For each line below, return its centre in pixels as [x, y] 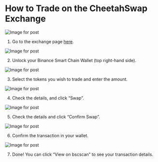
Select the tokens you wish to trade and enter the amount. [70, 79]
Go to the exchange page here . [43, 41]
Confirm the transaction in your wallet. [50, 135]
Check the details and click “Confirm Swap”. [56, 116]
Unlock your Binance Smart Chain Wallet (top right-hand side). [74, 60]
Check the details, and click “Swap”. [48, 98]
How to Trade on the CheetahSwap [76, 8]
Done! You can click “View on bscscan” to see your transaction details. [83, 154]
